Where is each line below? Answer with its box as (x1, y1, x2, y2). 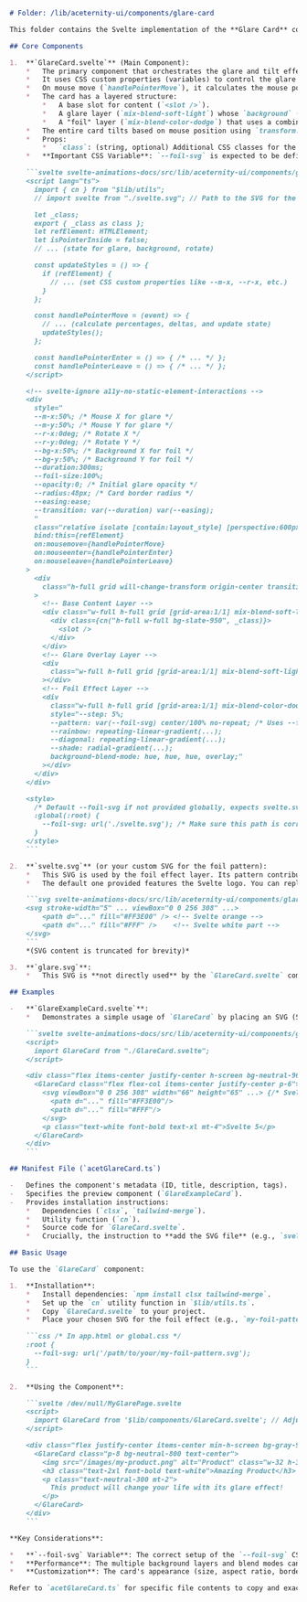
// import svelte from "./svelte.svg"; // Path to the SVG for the (33, 193, 297, 203)
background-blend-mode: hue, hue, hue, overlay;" (49, 753, 244, 762)
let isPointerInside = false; (33, 236, 149, 245)
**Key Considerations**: (9, 1533, 104, 1543)
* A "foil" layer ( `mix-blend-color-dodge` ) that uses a (42, 117, 272, 127)
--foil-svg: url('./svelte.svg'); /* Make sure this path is (42, 819, 281, 829)
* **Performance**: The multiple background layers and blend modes (9, 1559, 284, 1568)
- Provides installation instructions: (9, 1198, 170, 1207)
